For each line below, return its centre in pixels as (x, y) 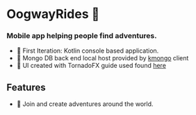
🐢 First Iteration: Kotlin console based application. (88, 51)
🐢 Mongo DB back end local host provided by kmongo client (103, 58)
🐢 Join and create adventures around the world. (85, 104)
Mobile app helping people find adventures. (82, 36)
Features (26, 87)
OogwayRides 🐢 (53, 14)
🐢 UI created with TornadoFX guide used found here (91, 66)
